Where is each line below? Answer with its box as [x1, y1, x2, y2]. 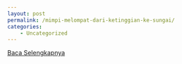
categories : [7, 23, 42, 30]
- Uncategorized [20, 29, 68, 37]
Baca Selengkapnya [7, 49, 66, 57]
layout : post [7, 10, 46, 17]
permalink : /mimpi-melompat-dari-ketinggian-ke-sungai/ [7, 17, 175, 24]
